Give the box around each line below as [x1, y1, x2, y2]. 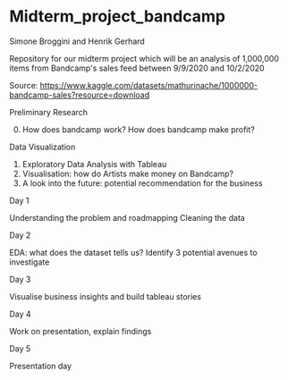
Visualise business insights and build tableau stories [9, 291, 201, 301]
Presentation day [9, 360, 72, 371]
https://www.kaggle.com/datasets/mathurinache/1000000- [39, 80, 258, 90]
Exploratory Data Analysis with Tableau [21, 158, 167, 169]
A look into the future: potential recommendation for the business [21, 177, 263, 189]
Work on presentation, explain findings [9, 325, 152, 336]
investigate [9, 257, 50, 267]
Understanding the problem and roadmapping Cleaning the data [9, 212, 246, 223]
